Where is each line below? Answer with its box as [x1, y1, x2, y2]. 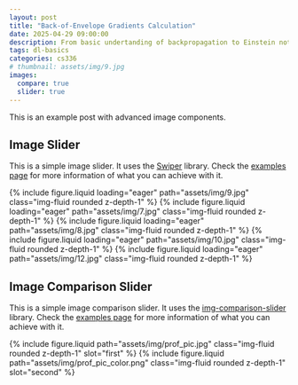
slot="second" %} [9, 367, 75, 378]
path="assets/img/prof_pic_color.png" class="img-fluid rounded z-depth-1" [9, 357, 286, 368]
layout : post [9, 12, 58, 22]
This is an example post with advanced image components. [9, 112, 226, 122]
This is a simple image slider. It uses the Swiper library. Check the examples [9, 161, 286, 171]
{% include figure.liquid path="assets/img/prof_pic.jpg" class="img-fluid [9, 339, 275, 350]
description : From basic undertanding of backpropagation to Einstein [9, 37, 276, 47]
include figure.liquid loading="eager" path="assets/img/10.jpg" [9, 234, 239, 245]
